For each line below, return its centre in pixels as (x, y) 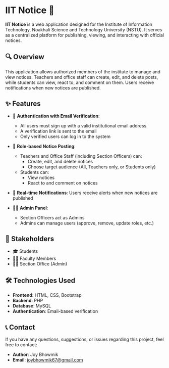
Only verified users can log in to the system (65, 136)
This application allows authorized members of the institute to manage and (83, 72)
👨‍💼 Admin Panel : (30, 208)
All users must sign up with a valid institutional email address (83, 125)
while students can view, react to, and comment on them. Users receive (80, 82)
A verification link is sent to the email (58, 131)
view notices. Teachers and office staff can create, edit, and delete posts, (82, 77)
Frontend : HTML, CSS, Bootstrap (47, 295)
